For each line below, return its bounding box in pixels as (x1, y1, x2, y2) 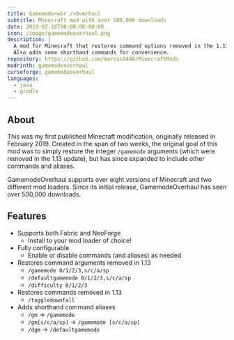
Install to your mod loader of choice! (27, 236, 132, 245)
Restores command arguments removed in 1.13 (17, 258, 151, 267)
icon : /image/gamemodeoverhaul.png (7, 29, 111, 37)
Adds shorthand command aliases (17, 302, 116, 311)
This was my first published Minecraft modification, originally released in (7, 132, 216, 140)
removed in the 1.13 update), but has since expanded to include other (7, 154, 205, 162)
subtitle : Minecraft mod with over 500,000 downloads (7, 17, 167, 24)
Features (7, 210, 47, 222)
